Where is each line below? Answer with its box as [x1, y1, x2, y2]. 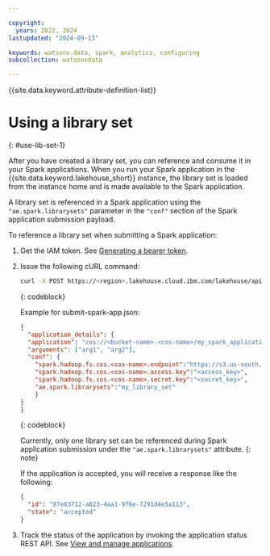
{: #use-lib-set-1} [8, 141, 66, 150]
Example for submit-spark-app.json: [19, 307, 140, 317]
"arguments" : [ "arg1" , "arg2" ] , [27, 345, 136, 354]
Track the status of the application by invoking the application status [19, 530, 247, 540]
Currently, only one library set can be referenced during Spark [19, 436, 227, 445]
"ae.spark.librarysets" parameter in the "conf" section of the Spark [8, 206, 238, 216]
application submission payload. [8, 215, 115, 225]
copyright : [8, 19, 45, 27]
